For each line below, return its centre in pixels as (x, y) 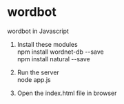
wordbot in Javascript (38, 31)
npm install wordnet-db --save (61, 52)
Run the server (38, 72)
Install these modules (47, 44)
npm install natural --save (54, 59)
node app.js (34, 79)
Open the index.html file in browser (67, 93)
